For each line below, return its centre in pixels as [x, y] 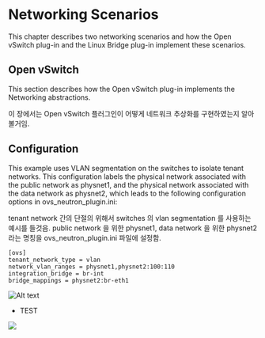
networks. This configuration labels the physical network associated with [127, 177]
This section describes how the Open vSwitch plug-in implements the [122, 89]
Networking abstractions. [49, 97]
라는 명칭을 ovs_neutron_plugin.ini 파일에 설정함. [85, 237]
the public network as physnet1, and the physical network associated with [129, 184]
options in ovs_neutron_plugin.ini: [63, 201]
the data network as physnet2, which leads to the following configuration [127, 193]
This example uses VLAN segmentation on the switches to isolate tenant [126, 168]
